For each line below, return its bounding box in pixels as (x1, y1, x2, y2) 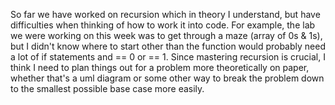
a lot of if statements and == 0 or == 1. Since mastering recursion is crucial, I (10, 51, 326, 63)
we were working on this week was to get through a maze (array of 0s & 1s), (10, 30, 323, 41)
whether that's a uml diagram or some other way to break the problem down (10, 72, 325, 84)
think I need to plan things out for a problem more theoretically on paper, (10, 62, 310, 73)
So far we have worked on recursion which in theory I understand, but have (10, 9, 321, 20)
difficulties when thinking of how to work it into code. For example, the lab (10, 19, 316, 31)
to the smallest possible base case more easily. (10, 83, 205, 94)
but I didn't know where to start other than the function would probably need (10, 40, 326, 52)
